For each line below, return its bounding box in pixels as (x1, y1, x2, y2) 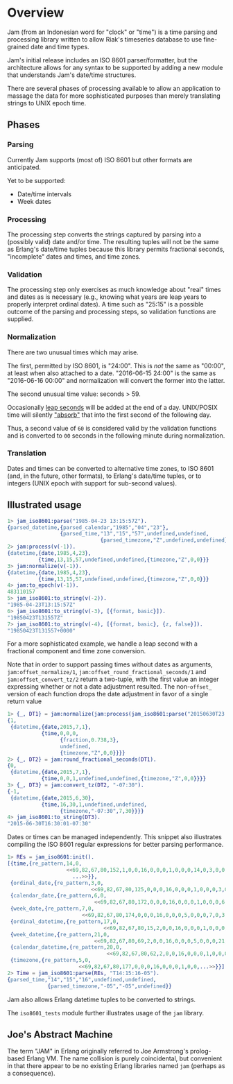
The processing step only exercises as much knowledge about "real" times (7, 286, 221, 294)
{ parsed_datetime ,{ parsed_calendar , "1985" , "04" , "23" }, (7, 524, 169, 531)
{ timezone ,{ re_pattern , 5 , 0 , (10, 957, 92, 964)
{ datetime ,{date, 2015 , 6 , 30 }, (10, 794, 95, 802)
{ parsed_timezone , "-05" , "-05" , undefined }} (47, 983, 172, 990)
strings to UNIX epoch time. (7, 98, 87, 107)
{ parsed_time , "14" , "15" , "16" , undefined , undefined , (7, 976, 157, 983)
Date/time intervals (17, 189, 71, 198)
